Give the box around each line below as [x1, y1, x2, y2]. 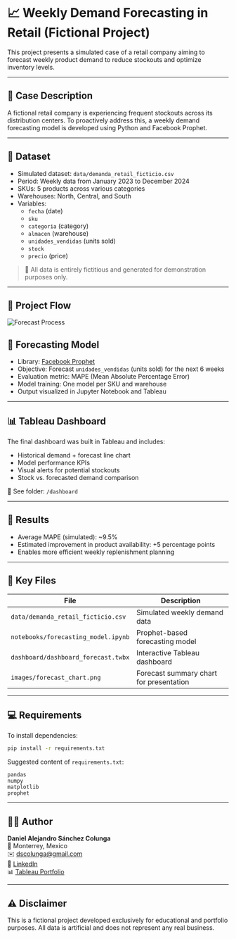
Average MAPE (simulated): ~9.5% [17, 532, 118, 541]
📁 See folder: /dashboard [7, 487, 79, 496]
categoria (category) [27, 222, 89, 230]
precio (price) [27, 251, 69, 260]
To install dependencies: [7, 731, 79, 740]
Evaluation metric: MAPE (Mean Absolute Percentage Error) [17, 372, 190, 381]
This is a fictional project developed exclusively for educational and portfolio [7, 916, 228, 924]
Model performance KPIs [17, 458, 90, 467]
